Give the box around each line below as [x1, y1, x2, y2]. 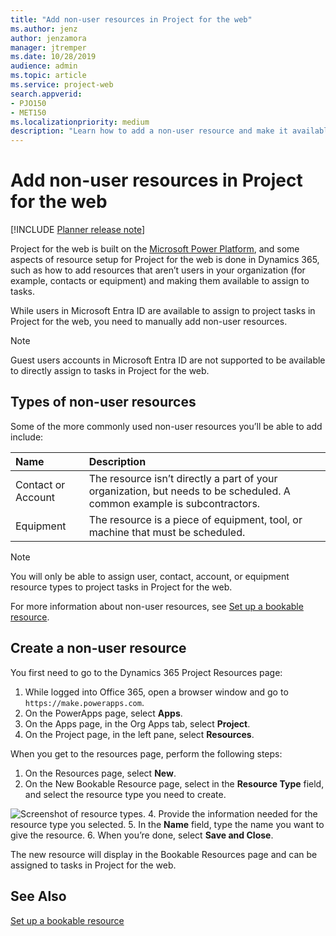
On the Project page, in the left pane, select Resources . [24, 728, 255, 740]
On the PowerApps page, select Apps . [24, 707, 183, 719]
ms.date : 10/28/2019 [10, 52, 97, 62]
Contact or [15, 477, 66, 491]
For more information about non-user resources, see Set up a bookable [10, 600, 304, 612]
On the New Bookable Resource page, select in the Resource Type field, [24, 777, 325, 790]
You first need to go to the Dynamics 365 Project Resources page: [10, 666, 283, 678]
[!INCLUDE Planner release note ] [10, 224, 146, 236]
